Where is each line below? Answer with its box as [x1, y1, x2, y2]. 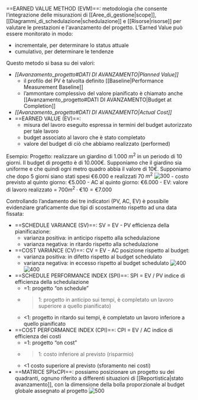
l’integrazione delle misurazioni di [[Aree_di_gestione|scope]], [6, 11, 157, 18]
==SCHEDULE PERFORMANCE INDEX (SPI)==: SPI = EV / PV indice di [14, 272, 185, 279]
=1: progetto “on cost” [23, 339, 77, 346]
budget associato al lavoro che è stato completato [23, 134, 146, 141]
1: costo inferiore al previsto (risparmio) [38, 350, 134, 357]
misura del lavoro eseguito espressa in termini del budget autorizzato [23, 121, 192, 128]
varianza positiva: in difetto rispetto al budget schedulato [23, 253, 163, 260]
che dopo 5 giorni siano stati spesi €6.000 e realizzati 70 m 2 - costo [6, 171, 189, 180]
